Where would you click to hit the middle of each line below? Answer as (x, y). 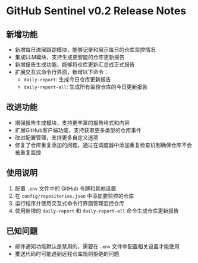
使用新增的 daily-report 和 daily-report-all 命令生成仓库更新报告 (97, 210)
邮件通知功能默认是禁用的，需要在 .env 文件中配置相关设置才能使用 (97, 246)
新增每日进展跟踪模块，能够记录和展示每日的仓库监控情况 (85, 50)
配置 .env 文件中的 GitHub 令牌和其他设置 (65, 188)
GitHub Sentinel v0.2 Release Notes (96, 11)
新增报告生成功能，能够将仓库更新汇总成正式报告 (75, 64)
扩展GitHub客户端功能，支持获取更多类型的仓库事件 (78, 130)
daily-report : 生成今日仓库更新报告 (67, 79)
